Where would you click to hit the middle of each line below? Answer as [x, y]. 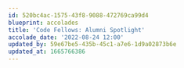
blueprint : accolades [43, 23]
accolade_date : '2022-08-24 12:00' [66, 37]
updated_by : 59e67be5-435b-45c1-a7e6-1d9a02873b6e [92, 45]
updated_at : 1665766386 [47, 52]
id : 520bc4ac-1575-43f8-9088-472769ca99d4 [78, 15]
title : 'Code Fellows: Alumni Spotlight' [77, 30]
